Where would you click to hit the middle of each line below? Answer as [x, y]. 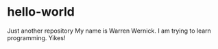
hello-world [41, 12]
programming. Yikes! [36, 37]
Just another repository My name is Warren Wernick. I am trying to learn [109, 31]
